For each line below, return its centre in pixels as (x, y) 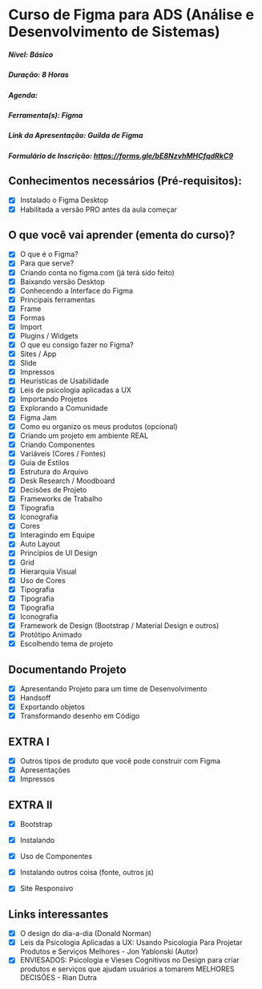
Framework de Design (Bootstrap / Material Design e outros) (119, 625)
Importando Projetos (54, 399)
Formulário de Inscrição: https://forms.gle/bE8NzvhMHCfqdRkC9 (121, 156)
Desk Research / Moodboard (67, 480)
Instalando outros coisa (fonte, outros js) (87, 873)
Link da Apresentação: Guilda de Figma (76, 136)
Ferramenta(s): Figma (46, 115)
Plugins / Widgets (49, 335)
